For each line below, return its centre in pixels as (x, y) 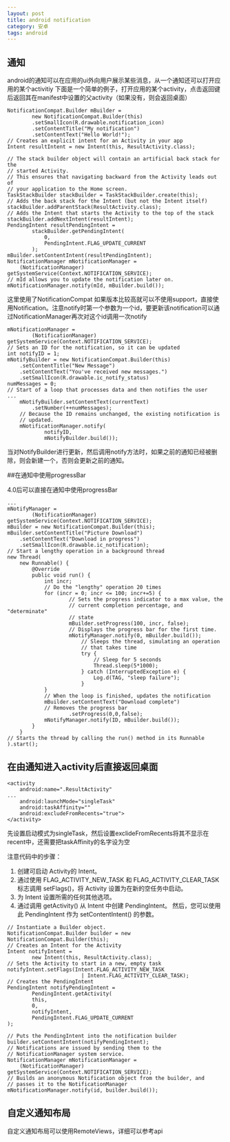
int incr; (58, 581)
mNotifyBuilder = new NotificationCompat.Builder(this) (89, 360)
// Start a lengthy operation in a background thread (86, 551)
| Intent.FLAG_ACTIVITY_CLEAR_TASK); (135, 975)
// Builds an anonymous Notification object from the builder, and (106, 1078)
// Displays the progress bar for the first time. (143, 630)
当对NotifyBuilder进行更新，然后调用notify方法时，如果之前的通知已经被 (109, 452)
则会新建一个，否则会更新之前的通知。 (73, 461)
